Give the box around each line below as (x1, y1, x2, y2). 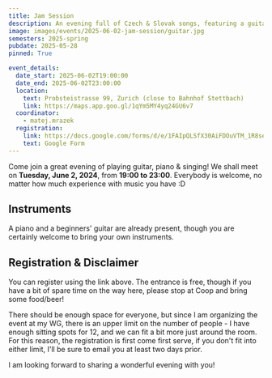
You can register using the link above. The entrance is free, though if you (8, 277, 252, 287)
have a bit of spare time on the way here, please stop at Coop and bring (8, 286, 249, 295)
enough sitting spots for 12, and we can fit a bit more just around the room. (8, 327, 257, 337)
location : (15, 87, 49, 95)
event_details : (8, 64, 60, 73)
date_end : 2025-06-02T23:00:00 (15, 79, 121, 87)
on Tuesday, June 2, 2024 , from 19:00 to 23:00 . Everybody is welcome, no (8, 170, 262, 180)
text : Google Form (23, 139, 85, 147)
